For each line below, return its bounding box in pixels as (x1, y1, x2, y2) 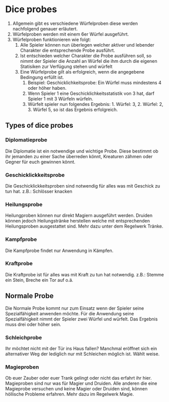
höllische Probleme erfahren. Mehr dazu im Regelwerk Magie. (5, 391, 134, 397)
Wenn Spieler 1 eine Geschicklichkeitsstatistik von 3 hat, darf (27, 90, 155, 96)
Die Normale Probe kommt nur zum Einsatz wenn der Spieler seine (5, 305, 144, 311)
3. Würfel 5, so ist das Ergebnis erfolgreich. (27, 106, 118, 113)
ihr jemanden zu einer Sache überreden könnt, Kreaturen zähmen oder (5, 153, 153, 159)
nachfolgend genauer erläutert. (12, 25, 78, 31)
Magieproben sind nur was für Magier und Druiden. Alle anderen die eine (5, 380, 158, 386)
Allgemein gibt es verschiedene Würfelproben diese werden (12, 20, 138, 26)
